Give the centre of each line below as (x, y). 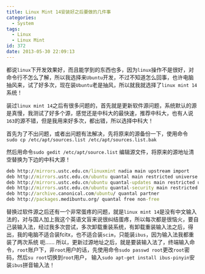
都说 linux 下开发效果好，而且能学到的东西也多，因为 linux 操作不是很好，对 (100, 69)
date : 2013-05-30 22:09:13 (41, 52)
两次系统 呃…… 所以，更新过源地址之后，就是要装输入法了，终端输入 (103, 242)
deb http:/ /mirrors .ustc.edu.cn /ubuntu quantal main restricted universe (102, 177)
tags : (13, 29)
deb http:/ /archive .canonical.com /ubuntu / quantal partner (83, 194)
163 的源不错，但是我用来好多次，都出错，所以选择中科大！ (80, 121)
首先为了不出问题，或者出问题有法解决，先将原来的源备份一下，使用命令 (97, 133)
